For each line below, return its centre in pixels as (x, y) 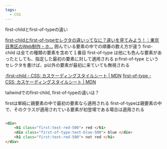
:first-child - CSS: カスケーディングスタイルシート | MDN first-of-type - (78, 75)
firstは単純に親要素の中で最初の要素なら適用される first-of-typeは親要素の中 (83, 103)
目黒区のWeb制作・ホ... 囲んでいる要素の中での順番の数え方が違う (74, 46)
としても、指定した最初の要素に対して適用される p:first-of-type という (86, 58)
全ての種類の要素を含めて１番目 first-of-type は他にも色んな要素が (89, 52)
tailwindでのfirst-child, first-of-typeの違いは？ (52, 92)
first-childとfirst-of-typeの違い (37, 29)
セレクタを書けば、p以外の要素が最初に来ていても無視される (67, 65)
